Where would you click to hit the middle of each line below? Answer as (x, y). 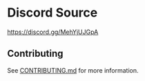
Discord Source (52, 13)
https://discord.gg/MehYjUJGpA (53, 32)
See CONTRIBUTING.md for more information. (73, 70)
